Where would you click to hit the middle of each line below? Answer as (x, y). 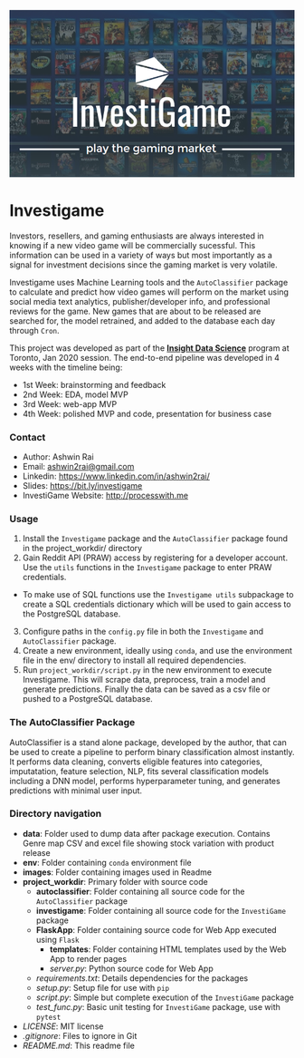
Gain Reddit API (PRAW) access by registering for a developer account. (155, 558)
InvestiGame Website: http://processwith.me (105, 495)
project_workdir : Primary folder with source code (115, 881)
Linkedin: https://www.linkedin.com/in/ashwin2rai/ (116, 476)
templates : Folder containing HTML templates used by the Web (168, 949)
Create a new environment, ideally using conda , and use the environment (157, 651)
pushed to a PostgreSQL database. (88, 699)
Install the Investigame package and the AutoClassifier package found (155, 539)
